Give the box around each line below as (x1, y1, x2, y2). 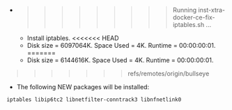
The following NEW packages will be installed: (16, 83, 150, 91)
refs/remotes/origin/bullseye (127, 69, 210, 77)
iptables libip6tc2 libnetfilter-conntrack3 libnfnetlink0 (6, 96, 182, 103)
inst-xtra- (197, 6, 226, 14)
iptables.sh (172, 21, 205, 28)
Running (172, 6, 197, 14)
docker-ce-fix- (172, 13, 215, 21)
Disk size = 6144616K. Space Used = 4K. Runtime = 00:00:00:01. (26, 56, 214, 64)
